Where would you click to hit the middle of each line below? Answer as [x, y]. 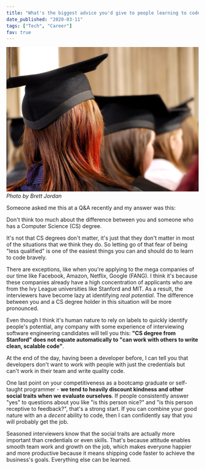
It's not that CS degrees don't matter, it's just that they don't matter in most [100, 238]
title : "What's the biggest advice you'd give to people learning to [97, 13]
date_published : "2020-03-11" [45, 19]
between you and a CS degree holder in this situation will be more [89, 302]
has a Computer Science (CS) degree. [54, 226]
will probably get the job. [38, 422]
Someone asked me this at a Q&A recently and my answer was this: [91, 208]
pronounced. [22, 308]
